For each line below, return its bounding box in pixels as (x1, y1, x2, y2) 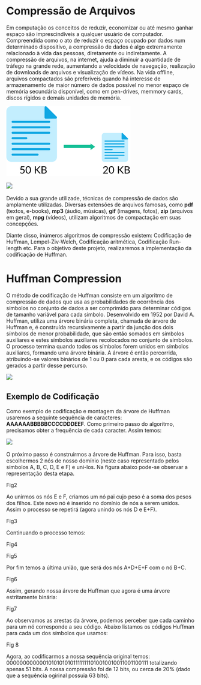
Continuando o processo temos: (6, 529, 86, 536)
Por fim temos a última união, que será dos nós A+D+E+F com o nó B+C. (6, 564, 187, 571)
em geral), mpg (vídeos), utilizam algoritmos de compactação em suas (6, 214, 181, 221)
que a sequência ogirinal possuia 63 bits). (6, 672, 110, 679)
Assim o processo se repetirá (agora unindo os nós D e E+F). (6, 506, 157, 513)
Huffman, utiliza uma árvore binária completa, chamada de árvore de (6, 317, 176, 325)
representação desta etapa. (6, 470, 75, 477)
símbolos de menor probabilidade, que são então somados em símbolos (6, 330, 185, 337)
